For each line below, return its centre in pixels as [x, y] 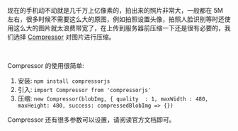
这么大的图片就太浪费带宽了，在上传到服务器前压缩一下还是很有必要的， [119, 28]
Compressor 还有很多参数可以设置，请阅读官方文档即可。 [91, 120]
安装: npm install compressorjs [64, 81]
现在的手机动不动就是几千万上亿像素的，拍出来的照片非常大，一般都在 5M [115, 10]
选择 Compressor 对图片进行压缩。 [64, 37]
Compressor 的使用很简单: [46, 65]
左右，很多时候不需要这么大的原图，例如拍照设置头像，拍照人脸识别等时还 [116, 19]
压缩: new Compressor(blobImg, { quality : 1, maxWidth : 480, [113, 98]
